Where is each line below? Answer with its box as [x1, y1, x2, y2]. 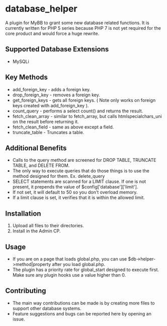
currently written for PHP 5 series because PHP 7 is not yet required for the [5, 25, 161, 31]
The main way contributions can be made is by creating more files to [12, 300, 155, 306]
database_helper [5, 3, 77, 15]
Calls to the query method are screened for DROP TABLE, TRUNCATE [12, 157, 156, 163]
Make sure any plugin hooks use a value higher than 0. [12, 272, 126, 278]
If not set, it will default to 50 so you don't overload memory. [12, 189, 138, 195]
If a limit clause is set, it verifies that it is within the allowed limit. [12, 194, 145, 201]
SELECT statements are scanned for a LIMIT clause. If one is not [12, 178, 146, 184]
